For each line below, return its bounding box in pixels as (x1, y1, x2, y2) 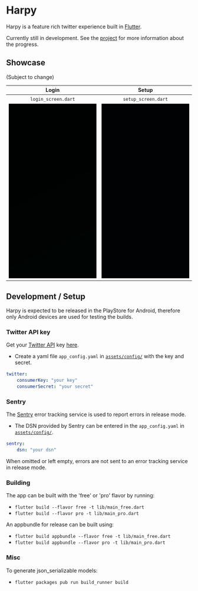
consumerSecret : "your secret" (16, 384, 94, 389)
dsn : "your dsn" (16, 447, 57, 453)
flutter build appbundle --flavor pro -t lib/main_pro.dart (14, 540, 166, 546)
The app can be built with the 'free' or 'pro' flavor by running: (6, 492, 155, 499)
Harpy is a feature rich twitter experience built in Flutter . (6, 23, 142, 30)
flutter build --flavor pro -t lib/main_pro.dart (14, 511, 140, 517)
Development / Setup (6, 291, 85, 301)
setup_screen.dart (123, 96, 168, 102)
